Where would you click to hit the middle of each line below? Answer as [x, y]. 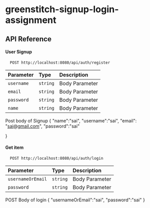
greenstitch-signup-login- [62, 9]
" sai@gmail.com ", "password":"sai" [42, 126]
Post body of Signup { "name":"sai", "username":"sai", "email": [71, 121]
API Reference [28, 39]
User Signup [19, 52]
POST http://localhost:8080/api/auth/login [56, 158]
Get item [14, 147]
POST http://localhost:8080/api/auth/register [60, 63]
